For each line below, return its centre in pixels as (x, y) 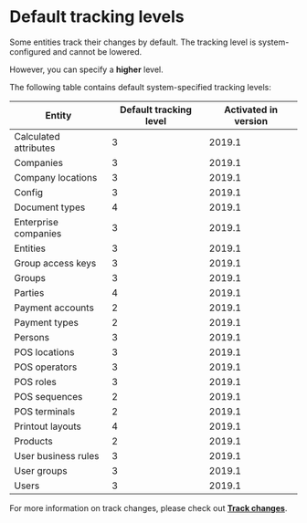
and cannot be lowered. (97, 51)
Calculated (37, 136)
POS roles (36, 382)
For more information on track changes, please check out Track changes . (148, 507)
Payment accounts (54, 308)
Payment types (47, 322)
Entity (58, 115)
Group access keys (55, 263)
